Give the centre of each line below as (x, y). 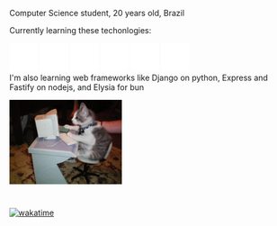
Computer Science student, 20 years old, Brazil (97, 13)
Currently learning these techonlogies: (80, 30)
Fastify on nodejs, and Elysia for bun (77, 87)
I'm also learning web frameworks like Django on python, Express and (138, 77)
